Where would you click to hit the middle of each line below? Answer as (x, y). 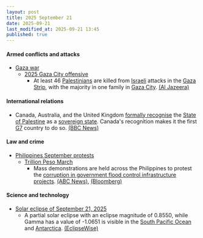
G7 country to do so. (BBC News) (57, 128)
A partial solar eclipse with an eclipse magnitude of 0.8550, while (106, 215)
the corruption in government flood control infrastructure (105, 175)
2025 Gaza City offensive (56, 74)
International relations (35, 101)
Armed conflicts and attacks (43, 54)
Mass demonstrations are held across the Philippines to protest (112, 168)
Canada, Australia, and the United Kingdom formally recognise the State (105, 115)
